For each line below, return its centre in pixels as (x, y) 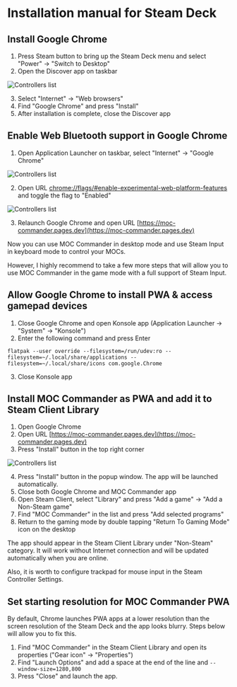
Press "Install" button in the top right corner (81, 449)
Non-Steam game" (45, 507)
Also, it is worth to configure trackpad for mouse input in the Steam (105, 572)
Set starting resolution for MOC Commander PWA (119, 602)
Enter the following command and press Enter (84, 338)
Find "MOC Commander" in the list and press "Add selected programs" (121, 514)
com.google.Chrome (135, 363)
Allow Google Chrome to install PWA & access (110, 295)
